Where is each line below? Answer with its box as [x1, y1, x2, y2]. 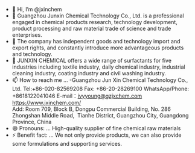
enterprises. [11, 31, 42, 39]
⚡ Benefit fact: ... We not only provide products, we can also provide [11, 131, 182, 139]
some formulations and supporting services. [11, 140, 123, 147]
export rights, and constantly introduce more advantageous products [11, 44, 184, 51]
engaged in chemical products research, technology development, [11, 19, 178, 25]
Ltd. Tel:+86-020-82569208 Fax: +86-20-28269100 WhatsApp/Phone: [11, 85, 189, 92]
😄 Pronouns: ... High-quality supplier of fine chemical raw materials [11, 125, 181, 132]
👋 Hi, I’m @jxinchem [11, 6, 62, 13]
